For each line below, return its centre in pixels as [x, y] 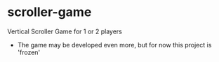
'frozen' [29, 52]
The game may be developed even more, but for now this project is [114, 45]
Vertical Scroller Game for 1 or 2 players [65, 31]
